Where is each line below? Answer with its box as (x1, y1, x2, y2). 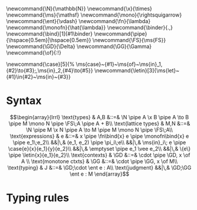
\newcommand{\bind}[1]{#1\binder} (6, 30, 93, 37)
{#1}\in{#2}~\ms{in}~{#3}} (6, 74, 71, 80)
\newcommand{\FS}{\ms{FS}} (92, 37, 166, 43)
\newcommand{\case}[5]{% (6, 61, 75, 68)
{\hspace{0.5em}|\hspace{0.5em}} (6, 37, 92, 43)
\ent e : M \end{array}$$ (69, 170, 130, 177)
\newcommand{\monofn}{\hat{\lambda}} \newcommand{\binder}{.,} (6, 24, 173, 31)
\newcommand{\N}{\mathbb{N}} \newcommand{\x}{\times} (6, 5, 153, 12)
